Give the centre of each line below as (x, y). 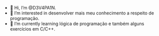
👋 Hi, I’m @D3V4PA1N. (33, 8)
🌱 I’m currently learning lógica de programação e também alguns (77, 23)
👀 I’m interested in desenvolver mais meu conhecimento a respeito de (82, 13)
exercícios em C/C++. (33, 29)
